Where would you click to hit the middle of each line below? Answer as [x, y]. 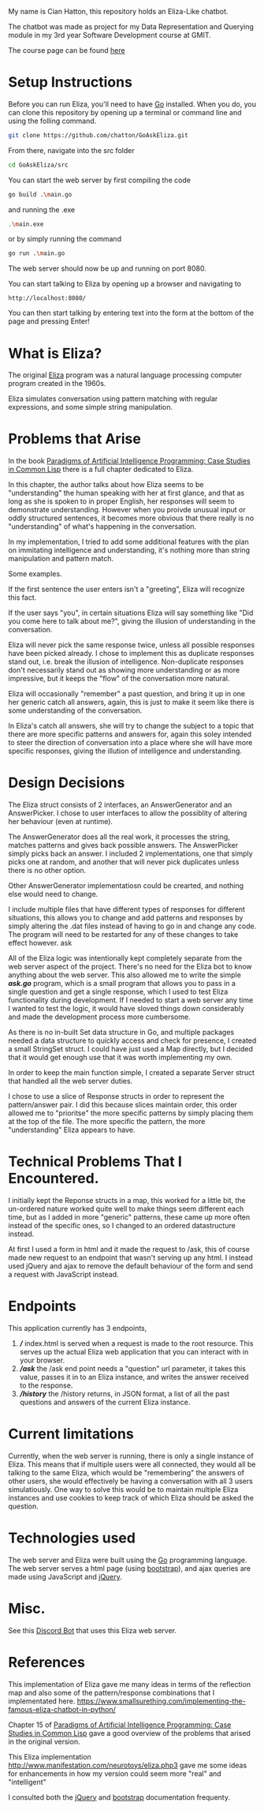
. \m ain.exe [26, 224]
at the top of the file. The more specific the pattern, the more [107, 1122]
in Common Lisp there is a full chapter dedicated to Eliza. [101, 470]
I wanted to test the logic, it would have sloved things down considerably [126, 1009]
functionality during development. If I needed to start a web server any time [131, 1000]
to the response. [46, 1385]
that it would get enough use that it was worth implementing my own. [120, 1058]
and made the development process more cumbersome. [99, 1017]
